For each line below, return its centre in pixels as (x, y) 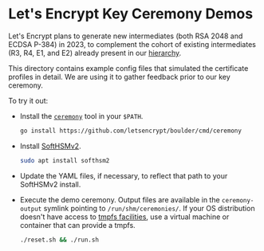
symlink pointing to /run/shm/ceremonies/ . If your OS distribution (149, 208)
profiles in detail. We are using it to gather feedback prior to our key (120, 76)
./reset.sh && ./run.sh (59, 240)
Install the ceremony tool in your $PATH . (81, 116)
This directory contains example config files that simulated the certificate (128, 68)
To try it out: (28, 100)
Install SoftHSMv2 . (50, 146)
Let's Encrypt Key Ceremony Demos (131, 14)
